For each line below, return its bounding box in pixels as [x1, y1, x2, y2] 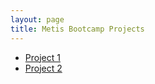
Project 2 [24, 62, 63, 74]
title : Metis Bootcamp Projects [10, 24, 145, 34]
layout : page [10, 14, 65, 25]
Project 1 [24, 51, 61, 63]
